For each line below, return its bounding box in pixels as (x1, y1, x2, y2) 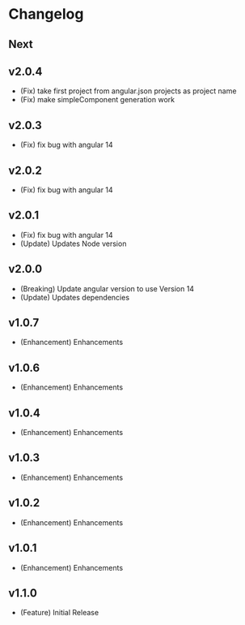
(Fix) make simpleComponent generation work (19, 95, 175, 105)
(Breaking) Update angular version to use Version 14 (19, 283, 195, 293)
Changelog (8, 5, 84, 24)
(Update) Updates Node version (19, 239, 127, 248)
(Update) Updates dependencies (19, 292, 130, 302)
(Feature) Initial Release (19, 608, 99, 618)
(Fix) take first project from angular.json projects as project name (19, 86, 237, 96)
